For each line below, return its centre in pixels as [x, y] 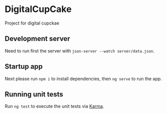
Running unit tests [34, 94]
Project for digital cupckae [32, 23]
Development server [37, 39]
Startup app [24, 67]
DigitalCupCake [38, 9]
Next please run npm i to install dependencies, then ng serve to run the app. [83, 78]
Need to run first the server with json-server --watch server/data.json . [80, 50]
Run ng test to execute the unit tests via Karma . [54, 106]
